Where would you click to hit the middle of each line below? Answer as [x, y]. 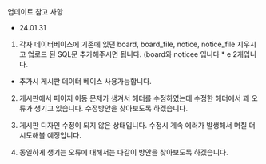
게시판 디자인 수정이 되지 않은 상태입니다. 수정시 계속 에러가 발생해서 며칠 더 [137, 125]
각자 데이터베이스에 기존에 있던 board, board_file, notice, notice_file [127, 44]
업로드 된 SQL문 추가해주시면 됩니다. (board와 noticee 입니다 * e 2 [132, 54]
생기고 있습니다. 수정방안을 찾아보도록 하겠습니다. [111, 108]
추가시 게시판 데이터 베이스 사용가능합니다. [85, 81]
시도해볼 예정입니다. [50, 135]
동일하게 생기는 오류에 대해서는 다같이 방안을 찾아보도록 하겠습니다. [123, 152]
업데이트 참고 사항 [35, 12]
